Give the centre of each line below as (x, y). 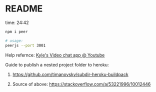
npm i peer (16, 31)
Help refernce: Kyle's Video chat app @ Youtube (55, 55)
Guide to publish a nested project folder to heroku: (57, 64)
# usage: (14, 40)
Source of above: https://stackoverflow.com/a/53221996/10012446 (81, 84)
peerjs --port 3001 (25, 45)
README (24, 9)
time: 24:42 (17, 22)
